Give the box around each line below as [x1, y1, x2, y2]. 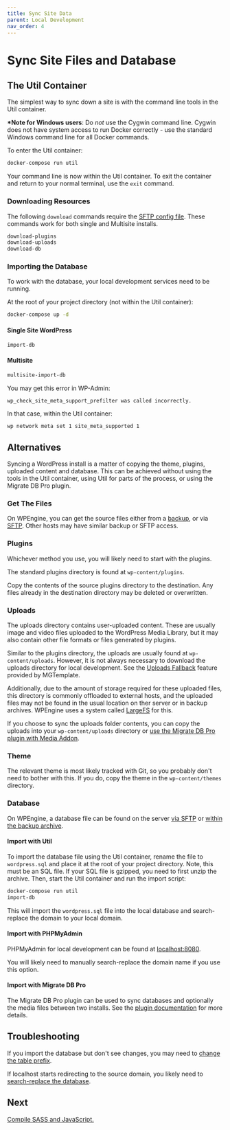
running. [7, 284, 31, 293]
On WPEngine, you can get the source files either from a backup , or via [7, 515, 209, 523]
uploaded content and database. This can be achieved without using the [7, 467, 211, 475]
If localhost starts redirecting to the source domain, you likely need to [7, 1070, 204, 1078]
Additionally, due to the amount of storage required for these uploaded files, [7, 684, 222, 692]
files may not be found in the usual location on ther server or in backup [7, 699, 208, 708]
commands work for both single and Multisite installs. [7, 219, 159, 227]
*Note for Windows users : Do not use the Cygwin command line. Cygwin [7, 118, 216, 127]
